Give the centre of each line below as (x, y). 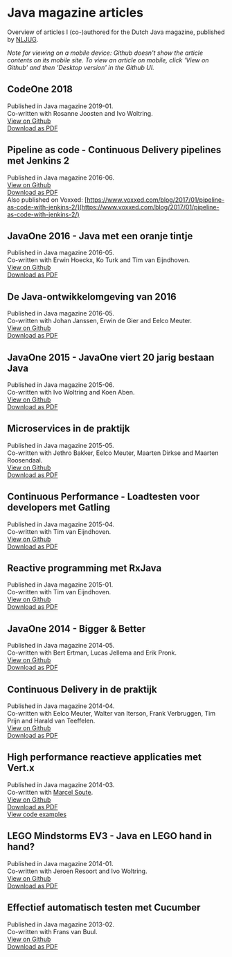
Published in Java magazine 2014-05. (61, 646)
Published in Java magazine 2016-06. (61, 178)
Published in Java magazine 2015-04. (61, 524)
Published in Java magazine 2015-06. (61, 385)
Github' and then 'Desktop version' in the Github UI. (81, 67)
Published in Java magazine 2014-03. (61, 784)
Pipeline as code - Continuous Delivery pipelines (114, 150)
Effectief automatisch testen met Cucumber (104, 907)
